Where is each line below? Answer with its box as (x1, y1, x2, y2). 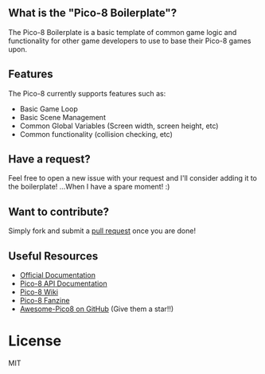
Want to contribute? (8, 205, 110, 218)
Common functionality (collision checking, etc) (19, 129, 173, 138)
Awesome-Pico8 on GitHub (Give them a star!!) (19, 304, 174, 314)
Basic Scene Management (19, 112, 106, 122)
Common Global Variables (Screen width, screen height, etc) (19, 121, 219, 131)
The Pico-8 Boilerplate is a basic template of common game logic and (8, 27, 237, 37)
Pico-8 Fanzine (19, 296, 70, 306)
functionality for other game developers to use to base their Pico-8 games (8, 36, 251, 45)
